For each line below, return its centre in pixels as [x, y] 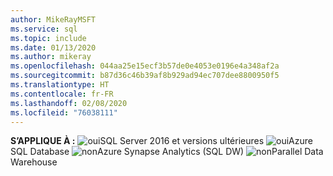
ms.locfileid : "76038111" [64, 112]
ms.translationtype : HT [60, 85]
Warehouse [34, 162]
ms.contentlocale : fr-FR [62, 94]
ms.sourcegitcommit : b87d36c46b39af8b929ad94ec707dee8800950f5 [145, 76]
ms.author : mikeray [51, 57]
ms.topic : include [48, 38]
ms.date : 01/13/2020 [53, 47]
